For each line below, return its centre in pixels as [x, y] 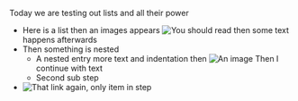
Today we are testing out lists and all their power [99, 13]
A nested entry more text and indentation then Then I [157, 59]
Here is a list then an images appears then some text [156, 30]
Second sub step [67, 78]
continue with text [69, 68]
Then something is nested [71, 49]
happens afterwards [59, 40]
